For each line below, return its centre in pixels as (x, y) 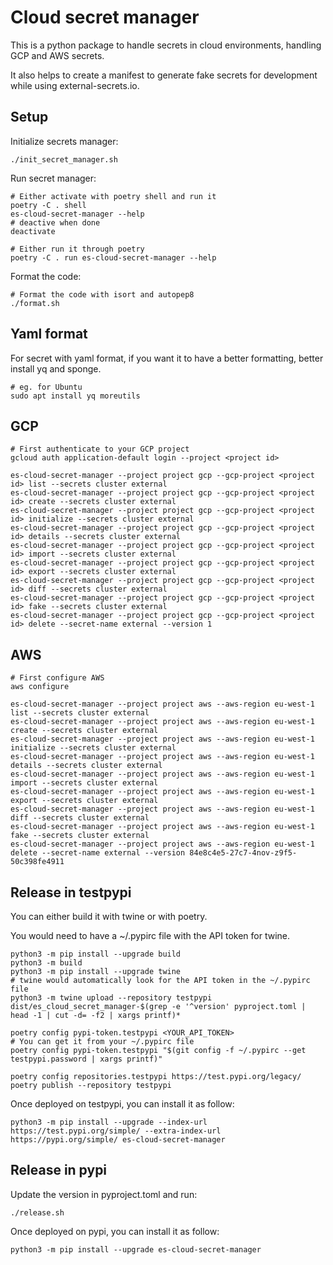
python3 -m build (46, 963)
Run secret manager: (53, 178)
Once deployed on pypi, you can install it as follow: (115, 1231)
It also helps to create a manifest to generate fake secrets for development (164, 75)
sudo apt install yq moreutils (75, 396)
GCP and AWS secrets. (57, 55)
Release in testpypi (71, 892)
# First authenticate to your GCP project (100, 449)
